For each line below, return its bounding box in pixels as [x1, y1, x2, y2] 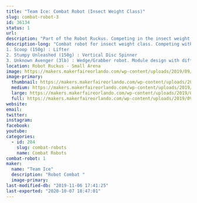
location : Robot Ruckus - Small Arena [6, 63, 101, 69]
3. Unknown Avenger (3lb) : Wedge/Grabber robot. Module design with [6, 57, 180, 63]
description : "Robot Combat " [11, 172, 85, 178]
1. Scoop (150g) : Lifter [6, 47, 69, 53]
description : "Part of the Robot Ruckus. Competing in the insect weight [6, 36, 191, 42]
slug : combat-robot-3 [6, 14, 59, 20]
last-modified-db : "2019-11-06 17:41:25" [6, 183, 109, 188]
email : [6, 106, 22, 112]
